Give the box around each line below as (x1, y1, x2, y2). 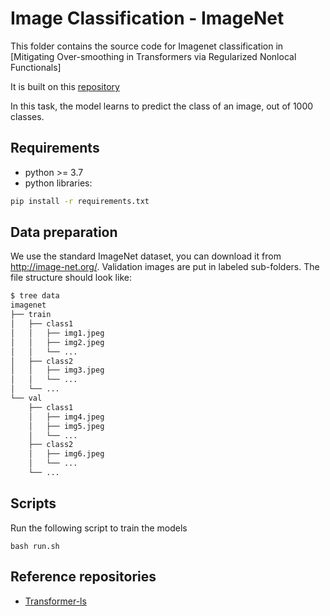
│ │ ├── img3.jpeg (10, 365, 105, 376)
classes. (10, 110, 45, 122)
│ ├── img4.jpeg (28, 412, 105, 422)
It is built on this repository (10, 80, 120, 92)
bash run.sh (10, 541, 60, 551)
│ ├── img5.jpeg (28, 421, 105, 431)
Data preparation (10, 224, 118, 241)
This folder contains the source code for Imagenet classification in (10, 40, 284, 52)
